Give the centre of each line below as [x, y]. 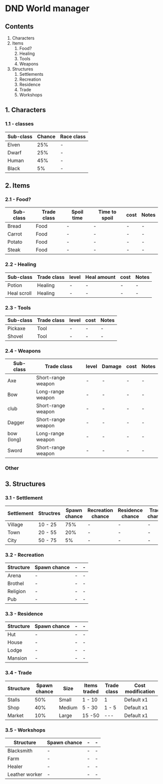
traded [91, 691]
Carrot [15, 234]
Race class [73, 136]
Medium [68, 707]
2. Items [17, 186]
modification [140, 691]
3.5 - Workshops [25, 730]
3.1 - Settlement [24, 497]
